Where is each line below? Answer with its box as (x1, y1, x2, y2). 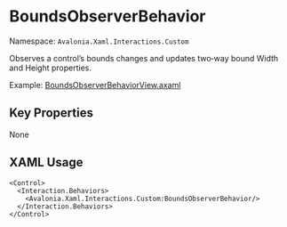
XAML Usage (9, 155, 84, 170)
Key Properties (9, 105, 93, 121)
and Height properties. (9, 62, 92, 73)
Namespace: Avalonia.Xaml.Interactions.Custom (9, 36, 189, 46)
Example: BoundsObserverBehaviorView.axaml (9, 79, 181, 90)
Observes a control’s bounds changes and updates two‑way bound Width (9, 53, 279, 63)
